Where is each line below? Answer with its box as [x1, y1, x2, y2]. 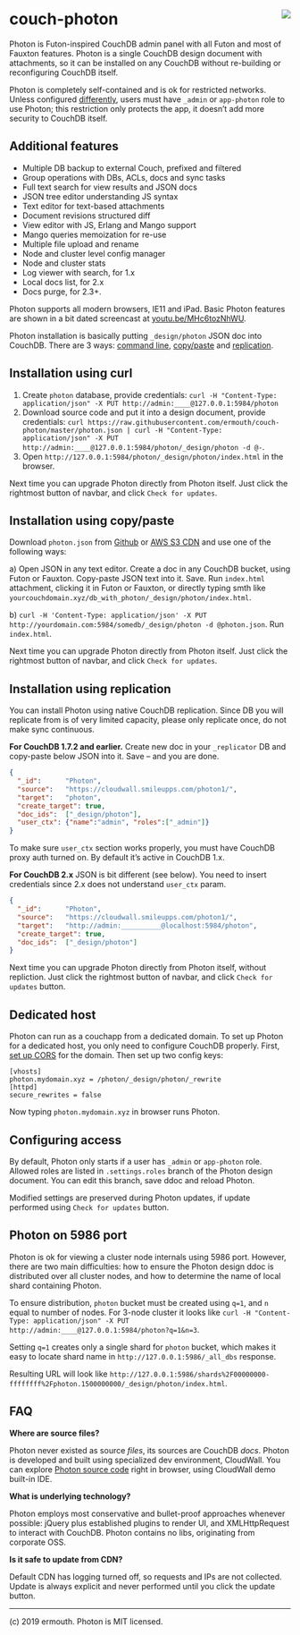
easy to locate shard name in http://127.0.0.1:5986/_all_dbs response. [9, 1351, 277, 1361]
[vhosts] [9, 1067, 42, 1077]
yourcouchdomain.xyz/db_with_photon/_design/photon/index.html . [9, 592, 252, 603]
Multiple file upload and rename [21, 238, 139, 250]
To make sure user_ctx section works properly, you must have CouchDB [9, 843, 275, 853]
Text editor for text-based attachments [21, 200, 165, 211]
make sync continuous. [9, 724, 96, 735]
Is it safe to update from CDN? [9, 1554, 123, 1564]
